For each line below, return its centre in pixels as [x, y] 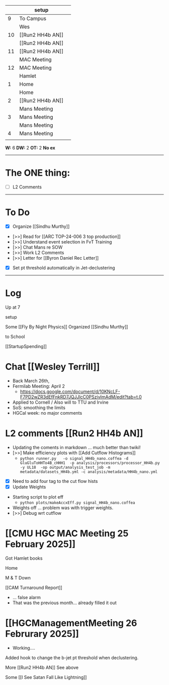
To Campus [33, 18]
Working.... [24, 648]
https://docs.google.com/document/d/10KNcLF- [70, 392]
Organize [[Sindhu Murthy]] [41, 226]
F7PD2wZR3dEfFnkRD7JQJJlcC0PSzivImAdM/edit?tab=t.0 [81, 397]
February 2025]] [40, 544]
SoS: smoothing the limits [39, 407]
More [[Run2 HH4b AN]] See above [42, 667]
